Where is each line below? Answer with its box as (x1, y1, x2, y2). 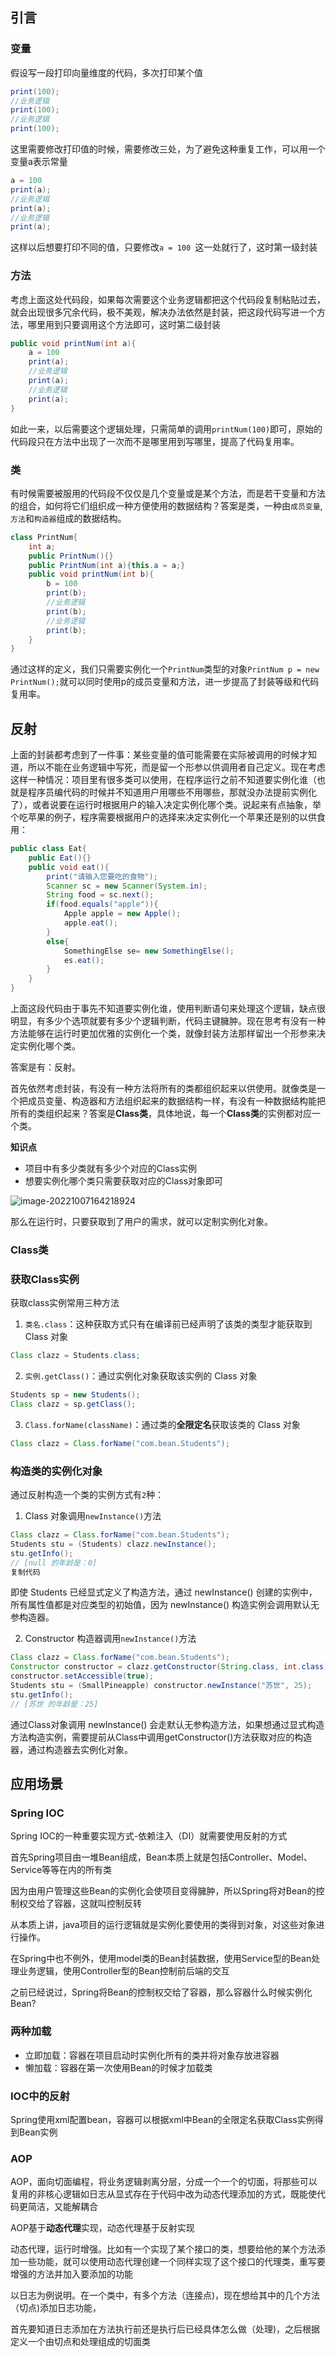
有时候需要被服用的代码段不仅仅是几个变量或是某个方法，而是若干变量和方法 (10, 487, 326, 499)
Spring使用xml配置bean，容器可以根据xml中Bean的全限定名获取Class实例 (10, 2114, 315, 2126)
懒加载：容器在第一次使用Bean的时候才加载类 (24, 2061, 213, 2073)
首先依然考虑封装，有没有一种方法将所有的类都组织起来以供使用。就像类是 (10, 1083, 317, 1095)
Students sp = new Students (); (10, 1390, 141, 1400)
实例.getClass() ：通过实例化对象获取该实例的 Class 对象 (24, 1370, 258, 1382)
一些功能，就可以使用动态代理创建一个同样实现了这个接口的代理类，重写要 (18, 2256, 326, 2268)
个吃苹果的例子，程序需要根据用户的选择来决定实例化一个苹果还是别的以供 (10, 811, 317, 823)
